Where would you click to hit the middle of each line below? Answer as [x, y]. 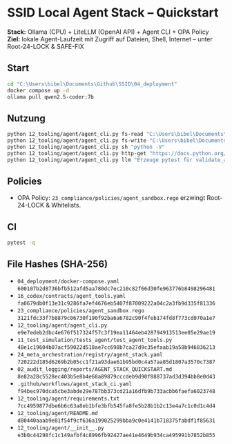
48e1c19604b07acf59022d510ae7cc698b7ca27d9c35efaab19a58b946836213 [116, 347]
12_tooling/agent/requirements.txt [68, 398]
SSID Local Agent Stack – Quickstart [113, 13]
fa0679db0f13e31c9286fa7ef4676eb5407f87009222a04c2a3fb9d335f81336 [116, 303]
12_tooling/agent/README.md [57, 413]
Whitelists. [66, 205]
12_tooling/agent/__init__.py [61, 428]
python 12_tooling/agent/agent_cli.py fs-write [77, 141]
